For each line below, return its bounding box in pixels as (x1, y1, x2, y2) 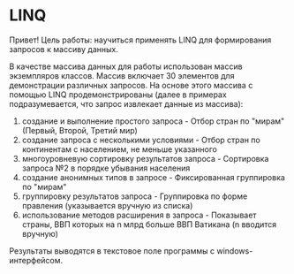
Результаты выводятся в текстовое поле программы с (9, 245, 215, 256)
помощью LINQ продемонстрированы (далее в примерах (9, 89, 227, 100)
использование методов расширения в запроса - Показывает (21, 209, 257, 220)
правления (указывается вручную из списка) (21, 200, 193, 210)
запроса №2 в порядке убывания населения (21, 163, 191, 173)
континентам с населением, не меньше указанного (21, 143, 218, 155)
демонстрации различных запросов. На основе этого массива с (9, 80, 253, 90)
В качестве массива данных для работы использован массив (9, 61, 243, 72)
